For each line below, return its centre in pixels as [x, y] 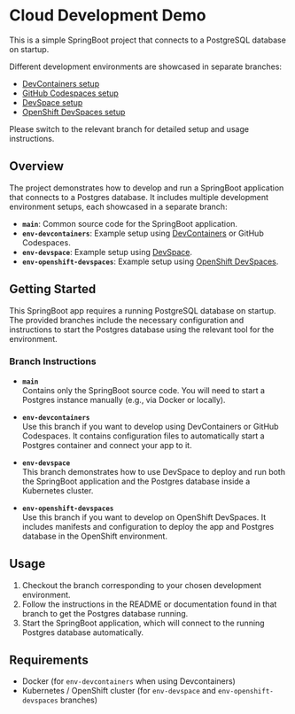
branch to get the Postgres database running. [105, 613]
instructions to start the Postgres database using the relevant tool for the [142, 330]
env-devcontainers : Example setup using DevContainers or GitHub [143, 233]
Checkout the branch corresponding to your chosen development [142, 585]
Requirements [49, 660]
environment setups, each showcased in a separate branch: [118, 206]
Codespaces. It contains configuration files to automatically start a [143, 436]
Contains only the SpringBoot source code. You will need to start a [144, 390]
